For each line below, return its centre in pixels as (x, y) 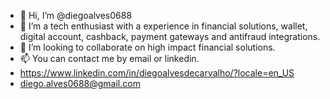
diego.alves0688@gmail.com (80, 83)
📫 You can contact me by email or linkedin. (109, 58)
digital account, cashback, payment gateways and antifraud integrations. (170, 36)
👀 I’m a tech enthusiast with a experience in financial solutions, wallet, (163, 26)
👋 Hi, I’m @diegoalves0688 (76, 15)
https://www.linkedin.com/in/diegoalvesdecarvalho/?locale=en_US (157, 73)
